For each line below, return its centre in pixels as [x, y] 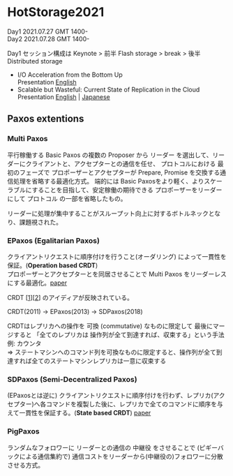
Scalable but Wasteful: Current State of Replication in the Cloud [108, 89]
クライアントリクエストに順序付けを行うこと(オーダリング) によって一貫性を [117, 256]
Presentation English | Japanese [63, 97]
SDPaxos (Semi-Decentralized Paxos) [72, 379]
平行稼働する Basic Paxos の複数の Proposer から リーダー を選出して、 [110, 155]
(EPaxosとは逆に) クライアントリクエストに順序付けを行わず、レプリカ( [111, 396]
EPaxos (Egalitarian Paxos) [53, 240]
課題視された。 [41, 222]
